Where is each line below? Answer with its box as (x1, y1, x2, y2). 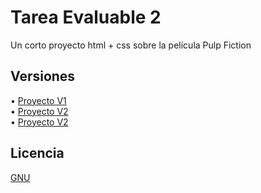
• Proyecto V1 (10, 94, 67, 106)
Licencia (10, 145, 65, 162)
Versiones (10, 68, 76, 85)
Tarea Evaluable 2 (10, 6, 162, 29)
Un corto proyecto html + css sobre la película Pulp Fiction (10, 39, 252, 51)
